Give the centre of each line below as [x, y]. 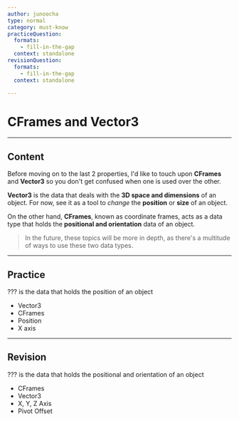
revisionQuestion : [34, 61]
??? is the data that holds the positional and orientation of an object [106, 374]
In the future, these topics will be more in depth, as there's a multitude [127, 238]
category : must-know [38, 27]
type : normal [27, 21]
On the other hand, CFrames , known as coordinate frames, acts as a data [115, 217]
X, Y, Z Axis [34, 403]
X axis [27, 328]
